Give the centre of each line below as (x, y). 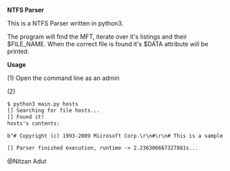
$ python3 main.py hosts (43, 104)
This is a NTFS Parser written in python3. (65, 23)
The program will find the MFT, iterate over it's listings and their (97, 37)
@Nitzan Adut (27, 161)
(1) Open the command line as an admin (63, 78)
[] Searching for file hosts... (53, 110)
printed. (18, 51)
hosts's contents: (33, 123)
